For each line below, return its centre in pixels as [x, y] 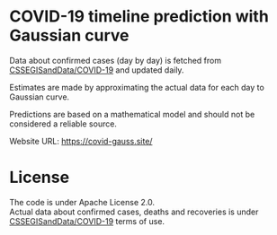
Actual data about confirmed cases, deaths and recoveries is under [134, 212]
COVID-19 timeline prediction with [139, 17]
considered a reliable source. [63, 124]
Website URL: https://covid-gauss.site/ [81, 141]
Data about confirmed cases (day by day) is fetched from [116, 60]
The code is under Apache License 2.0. [82, 202]
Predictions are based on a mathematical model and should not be [132, 114]
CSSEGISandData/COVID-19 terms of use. [87, 221]
